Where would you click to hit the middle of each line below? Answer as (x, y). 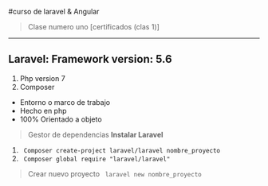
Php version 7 (42, 78)
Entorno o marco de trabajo (65, 102)
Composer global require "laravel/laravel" (97, 159)
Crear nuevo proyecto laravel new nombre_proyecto (114, 173)
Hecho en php (43, 110)
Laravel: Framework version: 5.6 (91, 59)
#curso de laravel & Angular (54, 12)
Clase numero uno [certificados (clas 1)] (93, 27)
